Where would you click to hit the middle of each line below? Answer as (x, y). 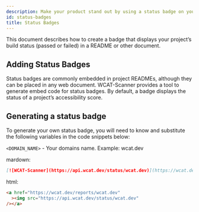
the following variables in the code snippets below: (68, 136)
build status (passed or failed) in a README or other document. (84, 46)
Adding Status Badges (48, 64)
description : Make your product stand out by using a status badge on (95, 12)
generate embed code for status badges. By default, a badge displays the (96, 91)
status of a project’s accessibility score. (54, 98)
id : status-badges (29, 17)
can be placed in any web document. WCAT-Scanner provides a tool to (93, 85)
